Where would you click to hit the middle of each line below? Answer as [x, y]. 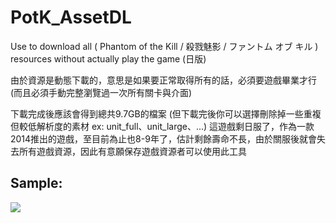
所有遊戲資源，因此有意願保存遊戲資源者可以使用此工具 [132, 151]
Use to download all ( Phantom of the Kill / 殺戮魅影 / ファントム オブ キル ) [164, 46]
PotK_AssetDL [71, 17]
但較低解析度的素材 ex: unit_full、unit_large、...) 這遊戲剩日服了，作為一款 [162, 126]
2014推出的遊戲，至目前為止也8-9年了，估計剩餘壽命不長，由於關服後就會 [163, 138]
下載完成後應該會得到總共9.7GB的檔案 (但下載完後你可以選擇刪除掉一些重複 [166, 113]
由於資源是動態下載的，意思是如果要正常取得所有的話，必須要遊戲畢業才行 [163, 80]
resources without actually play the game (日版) [108, 58]
